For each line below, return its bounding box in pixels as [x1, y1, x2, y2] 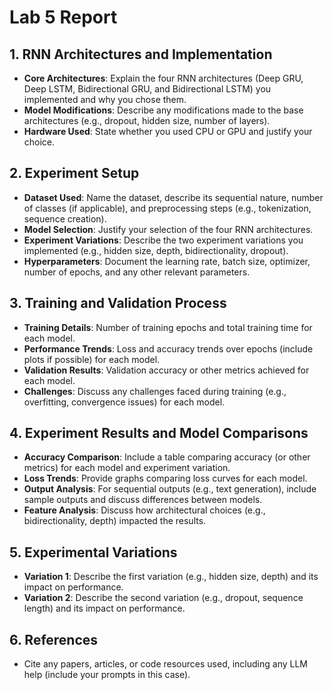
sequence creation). [23, 212, 107, 225]
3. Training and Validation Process [9, 295, 227, 312]
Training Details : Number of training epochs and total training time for [23, 321, 313, 333]
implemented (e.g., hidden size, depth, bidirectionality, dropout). [23, 244, 289, 256]
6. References [9, 631, 99, 648]
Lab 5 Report [9, 6, 118, 29]
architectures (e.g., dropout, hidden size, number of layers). [23, 115, 271, 126]
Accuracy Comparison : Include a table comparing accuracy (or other [23, 451, 311, 463]
